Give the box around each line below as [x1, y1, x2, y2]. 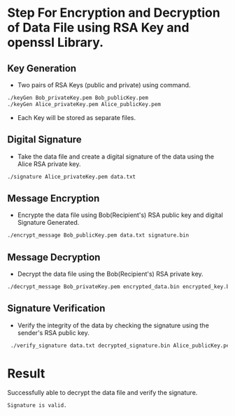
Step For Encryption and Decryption [7, 5, 220, 21]
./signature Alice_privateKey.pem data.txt [7, 173, 136, 180]
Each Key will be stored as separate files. [17, 113, 136, 121]
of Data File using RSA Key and [7, 20, 190, 36]
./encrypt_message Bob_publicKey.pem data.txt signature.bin [7, 232, 190, 239]
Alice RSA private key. [17, 159, 82, 168]
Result [7, 365, 45, 381]
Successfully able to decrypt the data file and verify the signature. [7, 389, 198, 397]
